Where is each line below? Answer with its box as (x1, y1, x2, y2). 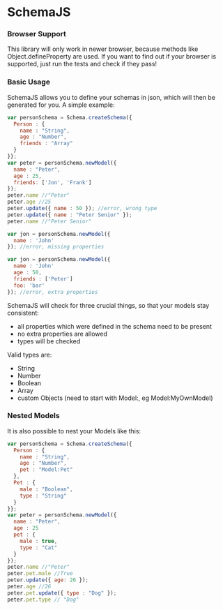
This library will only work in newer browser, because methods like (7, 45, 199, 53)
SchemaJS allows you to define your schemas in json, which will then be (7, 93, 216, 101)
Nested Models (7, 411, 61, 421)
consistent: (7, 308, 40, 317)
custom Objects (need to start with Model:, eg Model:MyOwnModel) (17, 394, 213, 402)
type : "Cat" (20, 544, 58, 551)
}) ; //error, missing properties (7, 244, 105, 251)
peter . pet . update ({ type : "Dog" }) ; (7, 589, 117, 597)
